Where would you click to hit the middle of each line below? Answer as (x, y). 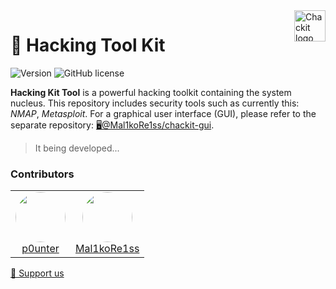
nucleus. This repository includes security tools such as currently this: (155, 103)
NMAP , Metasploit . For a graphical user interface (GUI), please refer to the (163, 113)
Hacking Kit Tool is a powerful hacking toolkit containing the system (151, 92)
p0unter (40, 249)
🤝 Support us (37, 273)
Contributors (42, 174)
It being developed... (77, 148)
